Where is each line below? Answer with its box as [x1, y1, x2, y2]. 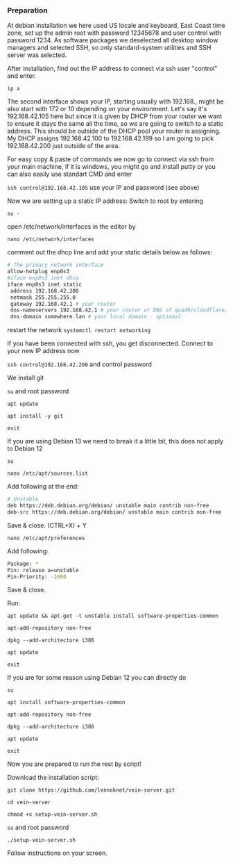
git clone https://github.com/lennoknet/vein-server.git [7, 787, 175, 794]
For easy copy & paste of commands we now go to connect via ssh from [7, 155, 214, 163]
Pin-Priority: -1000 [7, 573, 67, 580]
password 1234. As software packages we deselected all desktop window [7, 36, 218, 44]
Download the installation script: [7, 774, 99, 782]
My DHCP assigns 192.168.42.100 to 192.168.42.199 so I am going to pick [7, 134, 214, 142]
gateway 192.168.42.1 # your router [10, 300, 116, 307]
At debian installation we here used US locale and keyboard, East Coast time [7, 22, 225, 30]
